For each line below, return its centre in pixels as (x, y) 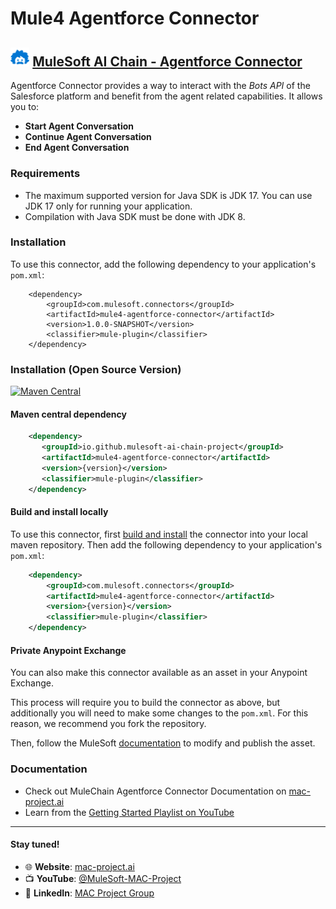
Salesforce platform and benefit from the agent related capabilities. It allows (166, 96)
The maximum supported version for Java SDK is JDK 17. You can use (168, 195)
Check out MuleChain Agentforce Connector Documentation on (155, 791)
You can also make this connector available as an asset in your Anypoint (159, 673)
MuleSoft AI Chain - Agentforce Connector (167, 61)
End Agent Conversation (77, 148)
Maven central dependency (68, 414)
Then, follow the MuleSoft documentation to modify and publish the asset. (163, 743)
